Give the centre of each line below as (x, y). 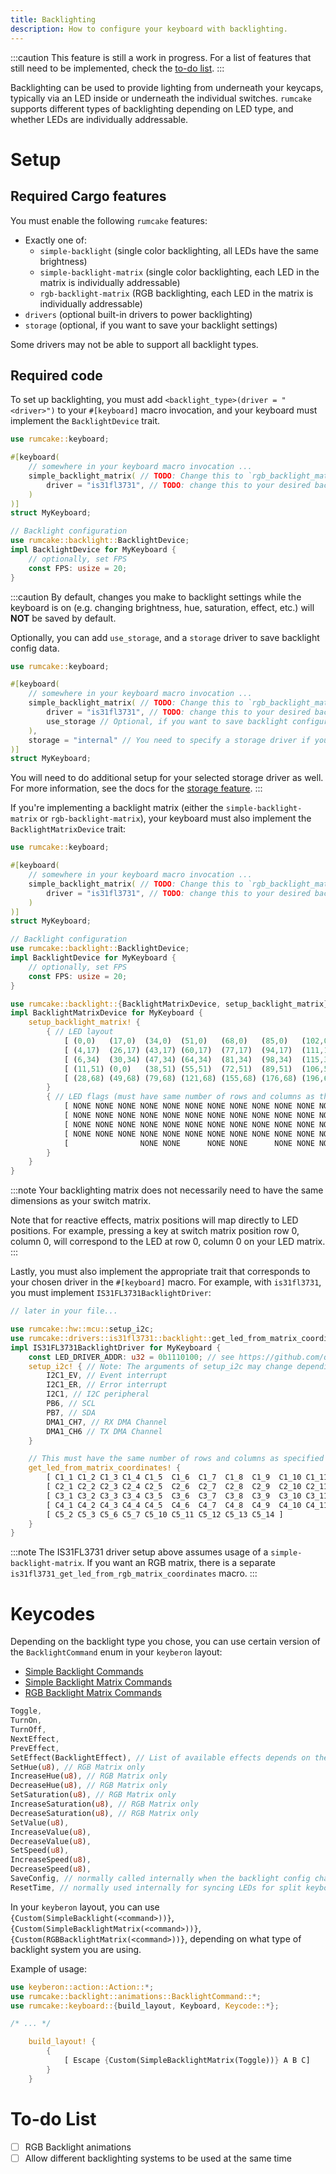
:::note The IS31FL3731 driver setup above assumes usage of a (139, 1552)
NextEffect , (35, 1739)
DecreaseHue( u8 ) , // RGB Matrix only (89, 1786)
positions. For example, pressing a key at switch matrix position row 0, (155, 1231)
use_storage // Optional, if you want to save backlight (167, 721)
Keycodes (53, 1613)
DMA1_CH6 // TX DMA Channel (104, 1431)
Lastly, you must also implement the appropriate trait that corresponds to (160, 1272)
